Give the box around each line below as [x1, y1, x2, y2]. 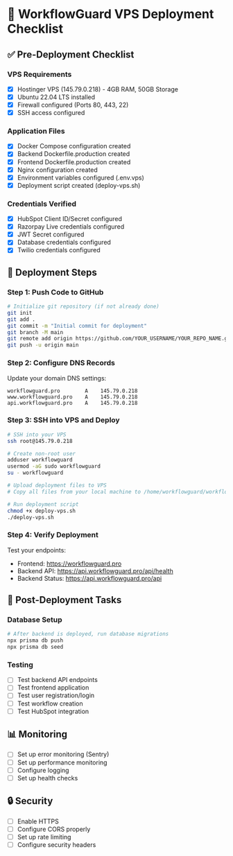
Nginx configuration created [17, 166, 98, 174]
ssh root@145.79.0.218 [7, 437, 73, 444]
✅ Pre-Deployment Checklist [7, 49, 135, 60]
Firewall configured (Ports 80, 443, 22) [17, 101, 129, 109]
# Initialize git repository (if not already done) [7, 303, 159, 311]
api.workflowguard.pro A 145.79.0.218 [7, 399, 138, 406]
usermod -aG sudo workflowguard [7, 463, 101, 470]
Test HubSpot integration [17, 707, 89, 715]
